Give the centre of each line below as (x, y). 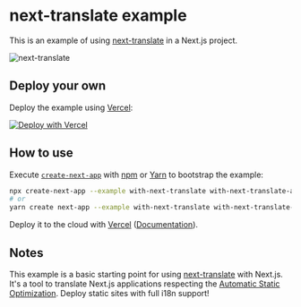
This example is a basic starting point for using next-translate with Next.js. (146, 274)
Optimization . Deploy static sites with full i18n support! (109, 293)
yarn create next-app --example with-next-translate (110, 208)
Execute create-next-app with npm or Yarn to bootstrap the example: (137, 175)
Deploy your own (57, 86)
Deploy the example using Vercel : (71, 107)
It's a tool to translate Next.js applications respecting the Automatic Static (145, 284)
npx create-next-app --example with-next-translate (107, 191)
